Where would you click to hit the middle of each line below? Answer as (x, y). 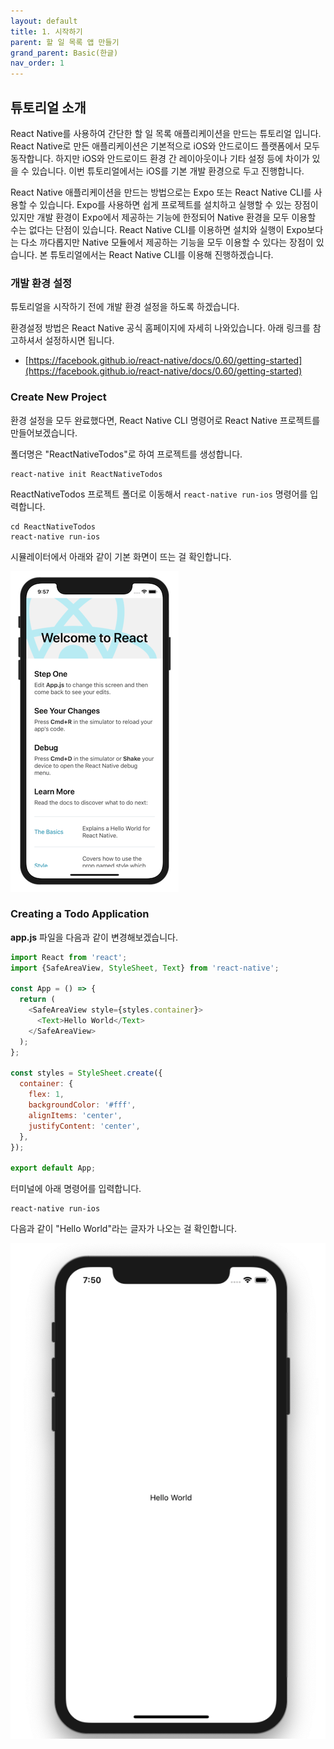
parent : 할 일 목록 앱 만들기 (65, 42)
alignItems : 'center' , (75, 1115)
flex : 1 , (46, 1095)
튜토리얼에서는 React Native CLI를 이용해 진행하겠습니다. (161, 254)
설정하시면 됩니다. (79, 341)
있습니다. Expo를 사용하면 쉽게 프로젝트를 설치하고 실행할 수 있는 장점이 (179, 204)
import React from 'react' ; (69, 957)
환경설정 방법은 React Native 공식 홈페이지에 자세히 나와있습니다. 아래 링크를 (160, 328)
